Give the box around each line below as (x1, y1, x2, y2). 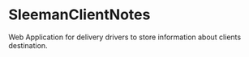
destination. (8, 40, 48, 50)
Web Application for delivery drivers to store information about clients (8, 32, 242, 42)
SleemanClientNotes (8, 6, 151, 24)
